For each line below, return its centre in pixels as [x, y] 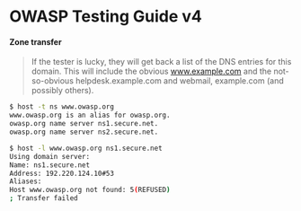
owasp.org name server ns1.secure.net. [84, 124]
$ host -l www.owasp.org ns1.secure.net [86, 148]
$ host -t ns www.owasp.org [62, 107]
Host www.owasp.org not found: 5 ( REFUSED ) [90, 190]
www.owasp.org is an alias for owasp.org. [90, 115]
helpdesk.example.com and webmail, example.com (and [180, 81]
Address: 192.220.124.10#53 [62, 173]
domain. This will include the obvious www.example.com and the [151, 71]
